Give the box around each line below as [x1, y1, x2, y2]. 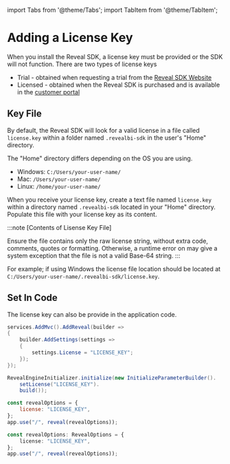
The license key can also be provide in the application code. [7, 310, 177, 319]
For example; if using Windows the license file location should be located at [7, 264, 221, 273]
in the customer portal [16, 87, 80, 96]
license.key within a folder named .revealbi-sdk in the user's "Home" [7, 134, 207, 142]
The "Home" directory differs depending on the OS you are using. [7, 154, 193, 162]
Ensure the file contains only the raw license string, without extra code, [7, 237, 208, 245]
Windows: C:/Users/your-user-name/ [16, 167, 122, 176]
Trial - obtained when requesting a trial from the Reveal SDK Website [16, 73, 212, 81]
